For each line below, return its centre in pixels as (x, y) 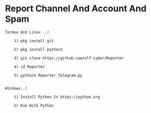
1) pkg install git (34, 41)
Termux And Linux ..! (27, 32)
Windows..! (16, 88)
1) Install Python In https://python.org (57, 97)
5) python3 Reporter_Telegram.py (48, 75)
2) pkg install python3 (38, 49)
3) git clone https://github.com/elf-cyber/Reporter (69, 58)
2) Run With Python (34, 106)
